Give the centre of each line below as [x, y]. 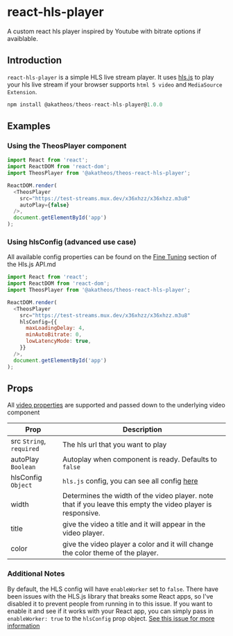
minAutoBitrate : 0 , [53, 335]
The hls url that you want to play [114, 445]
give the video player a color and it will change [138, 545]
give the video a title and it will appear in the [134, 524]
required [25, 449]
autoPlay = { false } [45, 205]
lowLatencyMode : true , [58, 341]
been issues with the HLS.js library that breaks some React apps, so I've [110, 596]
